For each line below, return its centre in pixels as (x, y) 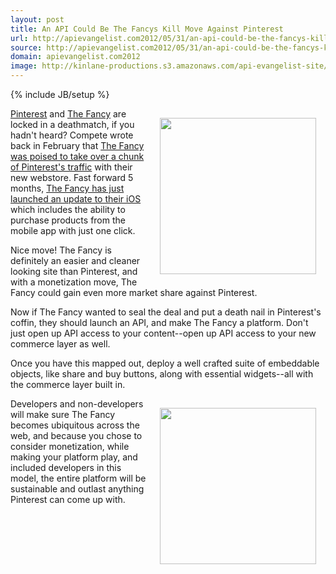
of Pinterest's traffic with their (71, 167)
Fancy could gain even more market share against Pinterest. (134, 292)
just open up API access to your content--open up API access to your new (163, 333)
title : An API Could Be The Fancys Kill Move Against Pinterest (147, 29)
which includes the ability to (68, 209)
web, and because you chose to (76, 435)
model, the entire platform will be (78, 478)
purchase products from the (68, 220)
